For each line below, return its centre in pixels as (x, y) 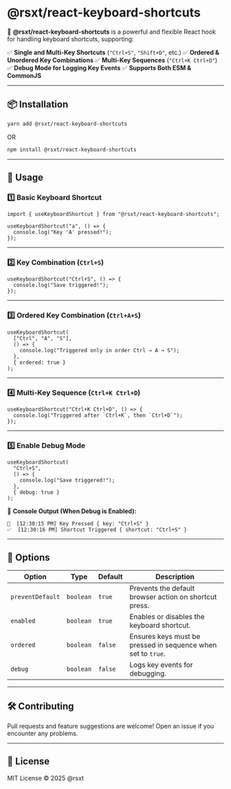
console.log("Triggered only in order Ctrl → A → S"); (100, 350)
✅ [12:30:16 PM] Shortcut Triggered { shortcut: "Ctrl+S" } (97, 530)
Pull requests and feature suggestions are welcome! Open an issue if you (111, 726)
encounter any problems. (43, 733)
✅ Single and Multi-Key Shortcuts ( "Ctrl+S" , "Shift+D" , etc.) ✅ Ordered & (113, 52)
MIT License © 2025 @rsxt (46, 778)
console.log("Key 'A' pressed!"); (63, 233)
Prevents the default (162, 588)
